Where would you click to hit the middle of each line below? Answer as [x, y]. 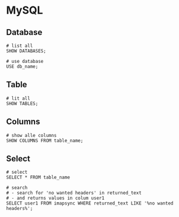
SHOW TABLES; [22, 103]
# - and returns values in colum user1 [55, 198]
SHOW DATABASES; [26, 51]
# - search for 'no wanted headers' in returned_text [74, 193]
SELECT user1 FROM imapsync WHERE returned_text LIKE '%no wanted [90, 203]
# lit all [18, 98]
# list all [20, 46]
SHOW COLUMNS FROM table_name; [45, 141]
